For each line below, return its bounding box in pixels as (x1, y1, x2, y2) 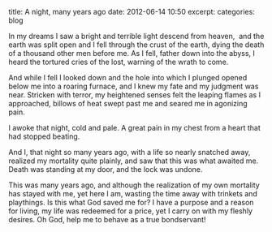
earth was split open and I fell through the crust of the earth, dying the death (8, 40, 265, 49)
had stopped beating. (8, 131, 80, 141)
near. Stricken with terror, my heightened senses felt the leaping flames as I (8, 90, 261, 100)
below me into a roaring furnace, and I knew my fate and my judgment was (8, 81, 259, 91)
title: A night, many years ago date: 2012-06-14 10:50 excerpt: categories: (8, 7, 256, 16)
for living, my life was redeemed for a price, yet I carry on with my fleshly (8, 206, 253, 216)
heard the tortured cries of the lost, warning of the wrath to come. (8, 57, 229, 67)
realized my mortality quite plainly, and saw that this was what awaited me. (8, 156, 259, 165)
